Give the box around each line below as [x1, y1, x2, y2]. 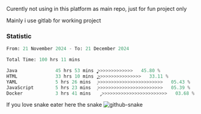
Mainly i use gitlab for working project [6, 17, 102, 24]
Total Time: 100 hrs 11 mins [6, 57, 80, 63]
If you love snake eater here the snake [6, 101, 102, 109]
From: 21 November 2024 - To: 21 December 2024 [6, 45, 130, 52]
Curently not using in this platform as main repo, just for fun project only [6, 5, 187, 12]
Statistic [6, 32, 32, 40]
